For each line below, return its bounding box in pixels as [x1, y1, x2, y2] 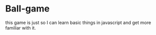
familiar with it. [5, 24, 36, 30]
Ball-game [5, 3, 50, 14]
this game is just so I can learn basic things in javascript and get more [5, 19, 151, 25]
